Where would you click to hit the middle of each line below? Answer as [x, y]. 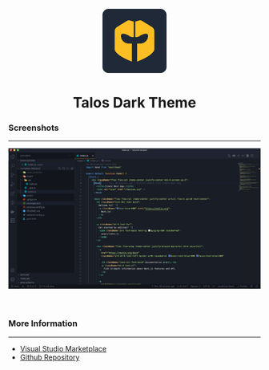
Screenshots [34, 128]
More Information [43, 323]
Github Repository [50, 357]
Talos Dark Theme [134, 103]
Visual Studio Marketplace [63, 348]
